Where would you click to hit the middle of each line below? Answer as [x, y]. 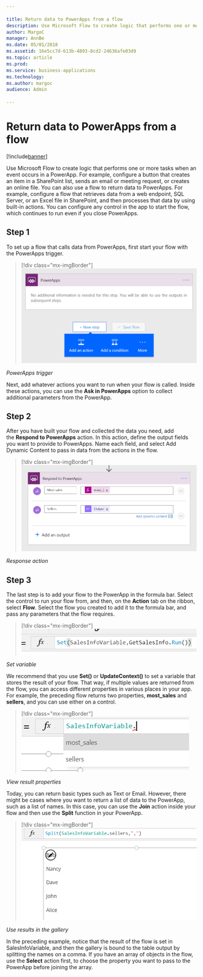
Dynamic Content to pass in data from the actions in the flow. [82, 450]
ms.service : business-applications [51, 70]
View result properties [34, 782]
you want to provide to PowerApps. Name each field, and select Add [91, 444]
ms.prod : [17, 64]
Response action [27, 561]
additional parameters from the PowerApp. [59, 397]
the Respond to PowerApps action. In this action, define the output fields [97, 437]
